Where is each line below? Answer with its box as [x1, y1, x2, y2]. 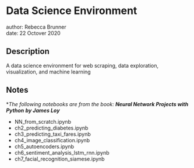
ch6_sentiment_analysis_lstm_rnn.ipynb [14, 149, 110, 156]
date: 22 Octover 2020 [6, 29, 61, 36]
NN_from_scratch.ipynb [14, 118, 72, 125]
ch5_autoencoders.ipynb [14, 143, 75, 150]
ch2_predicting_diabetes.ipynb [14, 124, 89, 131]
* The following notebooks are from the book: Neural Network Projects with [6, 100, 189, 107]
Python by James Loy [6, 107, 60, 114]
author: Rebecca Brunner [6, 23, 66, 30]
